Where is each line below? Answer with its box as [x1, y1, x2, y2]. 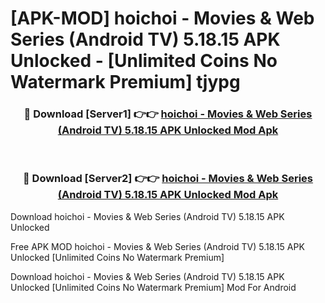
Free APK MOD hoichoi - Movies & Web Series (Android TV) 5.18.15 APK [10, 240, 305, 252]
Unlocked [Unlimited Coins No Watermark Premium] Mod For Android [10, 281, 297, 293]
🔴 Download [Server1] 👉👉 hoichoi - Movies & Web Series [23, 107, 313, 121]
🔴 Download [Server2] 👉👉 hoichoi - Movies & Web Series [22, 172, 314, 186]
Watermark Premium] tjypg [10, 71, 241, 94]
